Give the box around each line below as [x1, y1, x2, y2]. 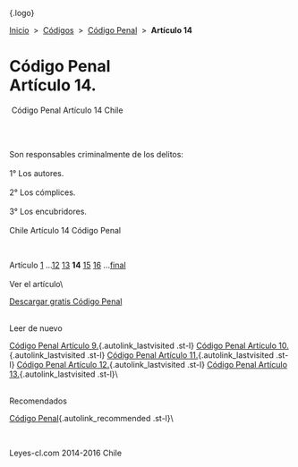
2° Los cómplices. [9, 187, 76, 198]
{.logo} [9, 8, 35, 18]
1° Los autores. [9, 167, 64, 178]
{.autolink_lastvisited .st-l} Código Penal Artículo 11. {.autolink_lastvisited [9, 349, 275, 361]
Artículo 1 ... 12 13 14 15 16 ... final [9, 259, 127, 270]
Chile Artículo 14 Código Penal [9, 225, 122, 235]
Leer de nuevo [9, 322, 63, 334]
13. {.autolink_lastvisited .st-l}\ [9, 369, 118, 379]
